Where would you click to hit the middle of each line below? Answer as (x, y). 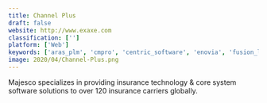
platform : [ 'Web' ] (39, 45)
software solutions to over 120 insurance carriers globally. (103, 90)
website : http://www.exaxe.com (60, 30)
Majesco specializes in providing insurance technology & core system (122, 82)
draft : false (30, 23)
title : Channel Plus (43, 15)
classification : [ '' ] (44, 38)
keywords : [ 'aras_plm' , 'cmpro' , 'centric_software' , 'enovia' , (117, 52)
